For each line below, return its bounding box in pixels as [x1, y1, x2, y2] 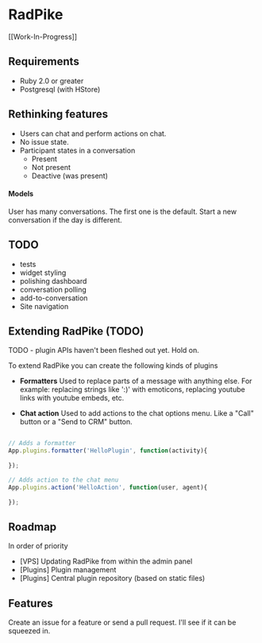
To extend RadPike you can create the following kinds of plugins [8, 361, 218, 370]
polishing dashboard [19, 276, 87, 285]
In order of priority [8, 541, 69, 551]
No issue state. [19, 137, 69, 146]
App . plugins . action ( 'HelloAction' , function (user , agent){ [8, 483, 208, 491]
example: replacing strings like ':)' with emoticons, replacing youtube [19, 385, 245, 394]
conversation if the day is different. [8, 215, 123, 224]
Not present [31, 162, 71, 172]
